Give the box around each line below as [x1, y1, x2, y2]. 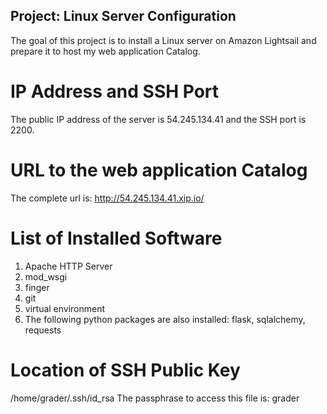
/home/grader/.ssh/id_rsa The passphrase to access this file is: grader [10, 392, 300, 404]
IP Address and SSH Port [10, 80, 220, 103]
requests [24, 324, 62, 336]
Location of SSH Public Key [10, 359, 241, 381]
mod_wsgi [24, 270, 68, 283]
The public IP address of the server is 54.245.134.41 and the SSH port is [10, 113, 307, 125]
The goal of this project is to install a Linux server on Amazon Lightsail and [10, 34, 317, 46]
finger [24, 281, 50, 293]
